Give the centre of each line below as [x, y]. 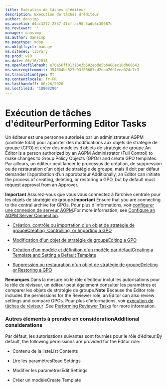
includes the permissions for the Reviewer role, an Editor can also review [80, 295]
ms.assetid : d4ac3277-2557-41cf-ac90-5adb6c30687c [59, 24]
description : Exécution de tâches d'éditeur [52, 14]
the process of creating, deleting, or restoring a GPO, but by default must [80, 180]
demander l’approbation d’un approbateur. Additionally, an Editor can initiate [83, 174]
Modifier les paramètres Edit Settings [50, 370]
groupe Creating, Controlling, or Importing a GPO [62, 231]
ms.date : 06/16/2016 [27, 61]
